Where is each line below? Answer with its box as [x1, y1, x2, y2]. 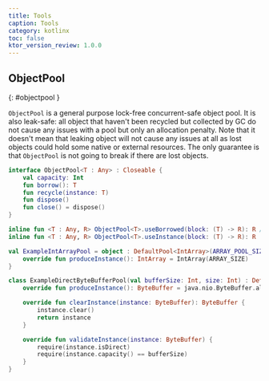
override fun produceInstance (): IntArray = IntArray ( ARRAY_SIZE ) [22, 254, 249, 263]
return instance [37, 314, 91, 322]
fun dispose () [22, 196, 70, 205]
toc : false [8, 34, 45, 43]
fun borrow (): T [22, 181, 78, 189]
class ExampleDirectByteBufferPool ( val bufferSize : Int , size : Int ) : [8, 277, 249, 285]
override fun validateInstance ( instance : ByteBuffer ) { [22, 335, 214, 343]
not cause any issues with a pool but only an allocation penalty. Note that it [8, 125, 255, 135]
